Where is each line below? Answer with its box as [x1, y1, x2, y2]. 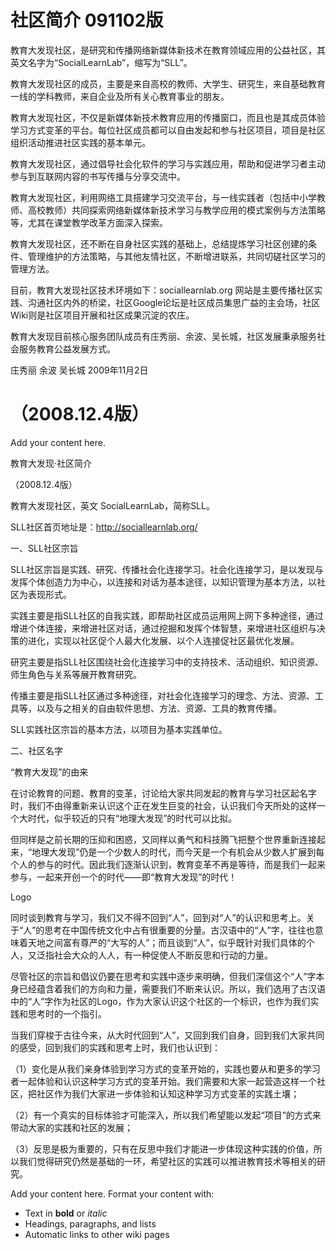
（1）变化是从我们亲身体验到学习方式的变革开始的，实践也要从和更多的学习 [10, 1062, 321, 1075]
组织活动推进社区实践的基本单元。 [10, 136, 151, 148]
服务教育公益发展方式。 [18, 342, 116, 355]
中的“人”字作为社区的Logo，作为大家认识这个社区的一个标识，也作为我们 [10, 995, 311, 1007]
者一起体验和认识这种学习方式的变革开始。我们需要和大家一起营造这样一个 [10, 1075, 317, 1087]
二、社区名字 [10, 744, 63, 756]
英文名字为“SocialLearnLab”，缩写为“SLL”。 [10, 56, 193, 68]
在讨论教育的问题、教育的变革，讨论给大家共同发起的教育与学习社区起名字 [10, 787, 317, 799]
